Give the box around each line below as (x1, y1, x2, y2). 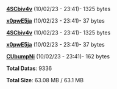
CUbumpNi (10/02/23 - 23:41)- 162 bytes (6, 53, 110, 60)
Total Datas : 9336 (6, 64, 52, 72)
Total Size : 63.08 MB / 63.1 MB (6, 77, 84, 83)
